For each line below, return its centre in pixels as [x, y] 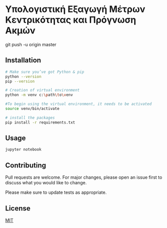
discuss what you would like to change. [46, 183]
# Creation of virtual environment [43, 90]
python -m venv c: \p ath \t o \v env [39, 95]
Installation [23, 61]
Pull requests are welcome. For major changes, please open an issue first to [84, 177]
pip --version [20, 81]
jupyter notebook [23, 150]
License [18, 208]
